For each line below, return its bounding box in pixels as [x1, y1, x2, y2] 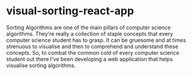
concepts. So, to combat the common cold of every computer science [6, 49, 179, 56]
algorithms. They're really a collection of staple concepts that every [6, 30, 173, 37]
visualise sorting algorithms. [6, 61, 76, 69]
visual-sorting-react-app [6, 4, 134, 18]
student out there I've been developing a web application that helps [6, 55, 173, 62]
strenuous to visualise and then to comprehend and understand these [6, 43, 179, 50]
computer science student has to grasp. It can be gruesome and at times [6, 36, 186, 43]
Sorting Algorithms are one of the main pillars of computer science [6, 24, 171, 31]
